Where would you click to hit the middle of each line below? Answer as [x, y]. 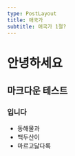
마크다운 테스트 [37, 90]
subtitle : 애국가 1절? [37, 26]
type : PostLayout [32, 14]
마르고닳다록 [34, 146]
